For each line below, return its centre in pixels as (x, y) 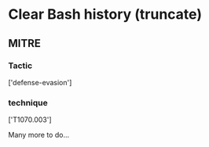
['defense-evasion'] (40, 82)
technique (28, 102)
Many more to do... (39, 135)
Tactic (20, 66)
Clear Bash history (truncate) (105, 14)
